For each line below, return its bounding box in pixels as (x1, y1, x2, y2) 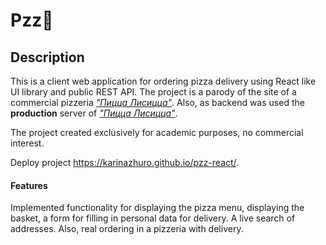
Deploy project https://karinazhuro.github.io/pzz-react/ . (10, 157, 240, 168)
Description (10, 49, 85, 66)
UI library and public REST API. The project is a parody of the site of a (10, 86, 297, 98)
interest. (10, 137, 45, 149)
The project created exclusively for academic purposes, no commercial (10, 127, 304, 138)
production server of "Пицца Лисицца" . (10, 107, 178, 119)
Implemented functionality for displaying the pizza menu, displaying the (10, 202, 305, 214)
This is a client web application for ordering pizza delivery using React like (10, 75, 317, 87)
